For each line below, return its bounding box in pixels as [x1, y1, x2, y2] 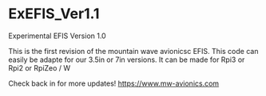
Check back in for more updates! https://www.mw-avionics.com [8, 79, 220, 88]
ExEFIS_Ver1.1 [8, 5, 100, 23]
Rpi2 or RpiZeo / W [8, 63, 71, 72]
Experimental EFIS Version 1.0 [8, 31, 106, 40]
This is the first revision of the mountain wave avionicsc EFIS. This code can [8, 46, 259, 56]
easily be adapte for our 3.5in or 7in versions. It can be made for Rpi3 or [8, 55, 245, 64]
